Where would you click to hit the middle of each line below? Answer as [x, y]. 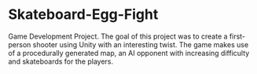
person [20, 44]
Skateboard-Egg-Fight [83, 15]
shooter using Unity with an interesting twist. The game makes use [141, 44]
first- [237, 36]
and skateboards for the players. [61, 61]
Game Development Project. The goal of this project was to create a [118, 36]
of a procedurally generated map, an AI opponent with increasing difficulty [129, 53]
